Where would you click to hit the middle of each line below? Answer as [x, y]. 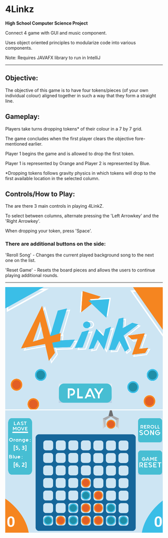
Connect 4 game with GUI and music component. [56, 33]
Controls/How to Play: [40, 194]
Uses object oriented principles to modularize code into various [70, 42]
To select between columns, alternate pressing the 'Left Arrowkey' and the [82, 216]
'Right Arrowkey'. [23, 221]
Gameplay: [22, 117]
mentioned [16, 144]
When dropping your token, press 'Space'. [49, 231]
